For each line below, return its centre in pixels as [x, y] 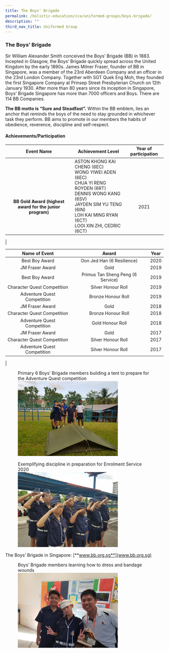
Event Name [39, 151]
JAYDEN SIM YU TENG [98, 204]
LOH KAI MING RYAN [96, 215]
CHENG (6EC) [89, 167]
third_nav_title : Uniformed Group [41, 27]
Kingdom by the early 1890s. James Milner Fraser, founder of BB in [75, 67]
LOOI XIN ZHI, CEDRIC [98, 225]
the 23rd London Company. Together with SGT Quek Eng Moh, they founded [84, 77]
